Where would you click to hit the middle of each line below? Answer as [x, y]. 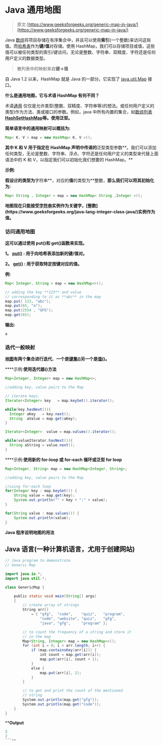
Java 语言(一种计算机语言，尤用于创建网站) [70, 549]
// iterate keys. [23, 396]
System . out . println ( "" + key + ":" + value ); [61, 500]
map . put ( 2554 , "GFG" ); [29, 310]
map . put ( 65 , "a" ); [24, 306]
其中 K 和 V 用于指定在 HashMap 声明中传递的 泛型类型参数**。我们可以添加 [81, 147]
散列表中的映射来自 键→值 [43, 68]
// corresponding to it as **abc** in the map [53, 297]
